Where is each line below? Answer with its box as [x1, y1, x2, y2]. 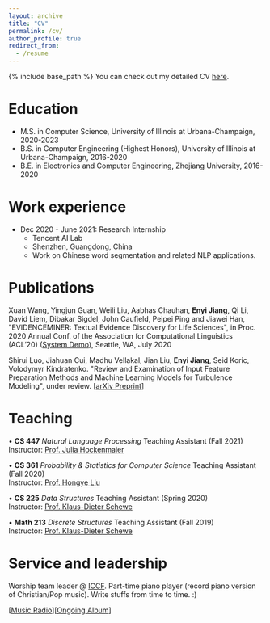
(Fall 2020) [8, 469, 45, 478]
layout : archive [8, 11, 63, 20]
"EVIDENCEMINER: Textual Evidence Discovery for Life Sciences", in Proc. [8, 322, 256, 332]
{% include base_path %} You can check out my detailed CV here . [8, 72, 230, 81]
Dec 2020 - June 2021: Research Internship [19, 224, 167, 234]
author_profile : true [8, 34, 82, 43]
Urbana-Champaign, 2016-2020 [19, 152, 128, 162]
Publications [8, 279, 95, 297]
